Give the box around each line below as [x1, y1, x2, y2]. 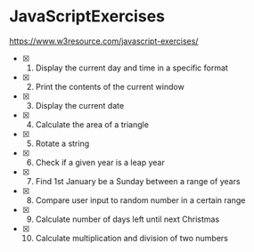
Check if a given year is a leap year [35, 157, 165, 167]
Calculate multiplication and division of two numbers [35, 232, 229, 243]
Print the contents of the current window [35, 81, 184, 92]
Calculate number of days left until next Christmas [35, 214, 220, 224]
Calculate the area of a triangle [35, 118, 150, 130]
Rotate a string [35, 138, 90, 149]
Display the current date [35, 100, 125, 110]
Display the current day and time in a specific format [35, 62, 229, 73]
